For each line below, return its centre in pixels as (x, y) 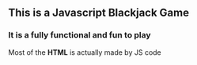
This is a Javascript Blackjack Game (99, 13)
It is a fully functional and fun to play (80, 35)
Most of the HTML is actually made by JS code (85, 52)
